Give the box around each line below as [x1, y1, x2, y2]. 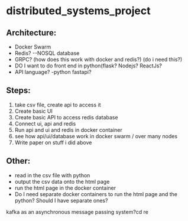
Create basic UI [14, 108, 53, 115]
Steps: [6, 86, 31, 96]
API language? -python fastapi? [14, 69, 92, 75]
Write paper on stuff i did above [14, 139, 92, 146]
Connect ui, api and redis [14, 120, 76, 127]
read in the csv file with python [14, 171, 90, 178]
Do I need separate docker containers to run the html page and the [14, 190, 177, 197]
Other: [6, 156, 31, 166]
